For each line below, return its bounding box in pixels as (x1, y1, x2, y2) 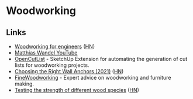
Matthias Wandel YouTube (14, 49, 78, 56)
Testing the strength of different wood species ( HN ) (14, 87, 139, 93)
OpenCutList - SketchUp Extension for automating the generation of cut (14, 56, 188, 62)
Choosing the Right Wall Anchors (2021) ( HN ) (14, 68, 124, 74)
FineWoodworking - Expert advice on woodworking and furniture (14, 74, 171, 81)
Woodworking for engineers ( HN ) (14, 43, 95, 50)
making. (14, 80, 34, 87)
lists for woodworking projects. (14, 62, 89, 69)
